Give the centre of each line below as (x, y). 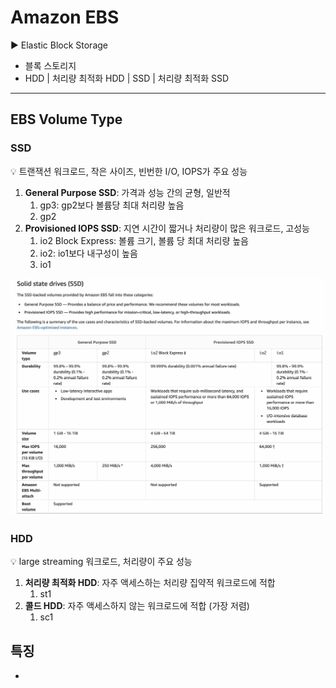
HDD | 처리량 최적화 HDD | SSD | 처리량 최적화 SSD (127, 78)
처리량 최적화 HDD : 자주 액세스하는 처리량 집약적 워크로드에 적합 (150, 583)
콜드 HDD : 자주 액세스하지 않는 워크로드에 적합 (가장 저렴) (137, 606)
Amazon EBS (65, 17)
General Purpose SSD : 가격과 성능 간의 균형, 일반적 (127, 192)
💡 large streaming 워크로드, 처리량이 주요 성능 (101, 562)
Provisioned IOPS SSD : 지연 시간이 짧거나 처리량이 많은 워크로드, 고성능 (167, 228)
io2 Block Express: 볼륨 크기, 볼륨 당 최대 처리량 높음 (144, 240)
